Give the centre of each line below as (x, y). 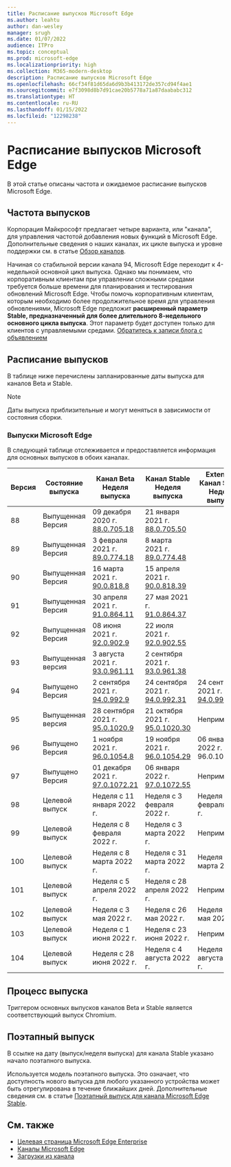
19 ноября (162, 739)
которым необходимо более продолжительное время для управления (111, 301)
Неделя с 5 (111, 881)
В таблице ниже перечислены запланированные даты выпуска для (106, 376)
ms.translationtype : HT (41, 97)
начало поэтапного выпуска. (49, 1061)
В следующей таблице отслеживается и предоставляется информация (111, 450)
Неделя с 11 (113, 796)
